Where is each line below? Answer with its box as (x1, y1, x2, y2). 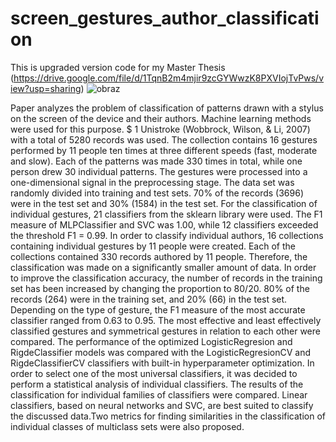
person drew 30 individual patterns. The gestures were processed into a (10, 165, 308, 177)
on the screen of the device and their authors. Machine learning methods (10, 112, 312, 124)
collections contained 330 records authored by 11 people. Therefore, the (10, 250, 308, 262)
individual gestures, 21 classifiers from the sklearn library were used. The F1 (10, 208, 323, 220)
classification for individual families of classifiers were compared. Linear (10, 388, 308, 401)
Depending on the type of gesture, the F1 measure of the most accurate (10, 303, 306, 316)
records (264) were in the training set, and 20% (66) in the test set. (10, 293, 288, 305)
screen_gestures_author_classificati (10, 7, 320, 30)
